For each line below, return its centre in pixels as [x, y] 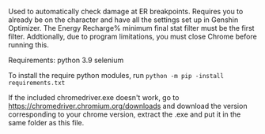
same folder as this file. [46, 123]
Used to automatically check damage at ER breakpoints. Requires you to [126, 11]
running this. [28, 45]
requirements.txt [37, 83]
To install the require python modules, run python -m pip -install [116, 75]
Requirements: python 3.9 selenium [66, 60]
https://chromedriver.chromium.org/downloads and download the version [128, 106]
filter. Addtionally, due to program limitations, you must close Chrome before [132, 36]
